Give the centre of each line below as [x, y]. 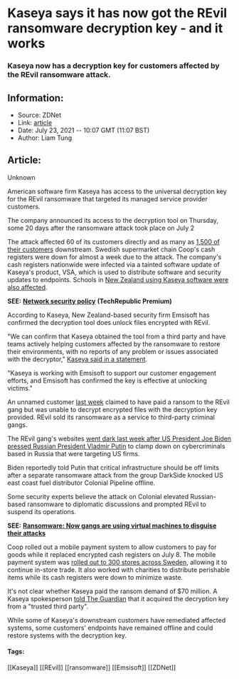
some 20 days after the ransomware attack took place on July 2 [101, 228]
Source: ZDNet [39, 115]
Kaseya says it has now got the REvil [117, 13]
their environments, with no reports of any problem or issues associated [113, 351]
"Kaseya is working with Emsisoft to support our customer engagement [112, 373]
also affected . [27, 287]
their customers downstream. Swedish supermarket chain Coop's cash [111, 249]
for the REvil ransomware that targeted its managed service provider [107, 198]
